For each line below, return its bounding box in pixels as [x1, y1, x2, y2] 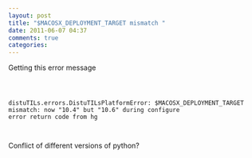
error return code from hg [8, 113, 98, 121]
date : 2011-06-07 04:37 [8, 26, 88, 34]
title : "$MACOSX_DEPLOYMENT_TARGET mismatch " [8, 19, 166, 27]
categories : [8, 41, 48, 49]
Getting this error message [8, 63, 96, 72]
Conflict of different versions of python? [8, 141, 140, 151]
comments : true [8, 33, 59, 42]
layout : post [8, 11, 52, 20]
